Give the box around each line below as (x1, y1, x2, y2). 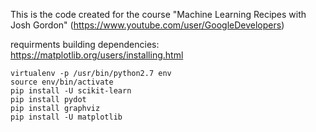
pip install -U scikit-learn (10, 86, 132, 96)
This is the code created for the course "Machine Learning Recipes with (10, 9, 307, 20)
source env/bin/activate (10, 77, 114, 87)
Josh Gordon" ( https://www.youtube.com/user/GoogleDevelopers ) (10, 19, 285, 31)
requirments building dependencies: (10, 39, 160, 50)
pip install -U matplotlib (10, 112, 123, 122)
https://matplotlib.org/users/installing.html (10, 49, 184, 61)
